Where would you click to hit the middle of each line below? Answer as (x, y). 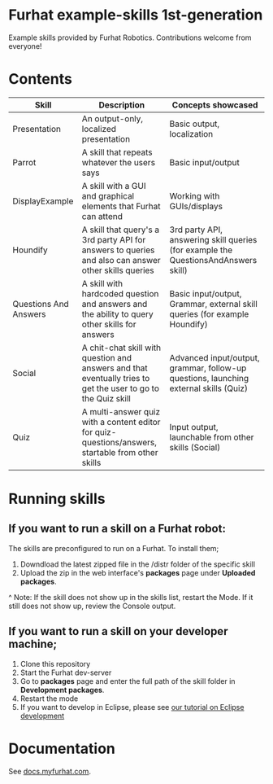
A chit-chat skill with (121, 348)
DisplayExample (43, 201)
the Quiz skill (106, 398)
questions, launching (209, 378)
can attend (102, 216)
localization (191, 134)
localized (99, 129)
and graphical (108, 195)
